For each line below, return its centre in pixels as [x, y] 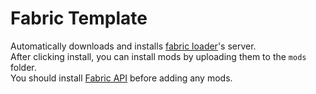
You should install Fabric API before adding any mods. [121, 78]
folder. [23, 67]
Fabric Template [79, 18]
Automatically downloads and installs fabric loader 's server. [133, 46]
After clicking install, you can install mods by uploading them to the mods [158, 56]
